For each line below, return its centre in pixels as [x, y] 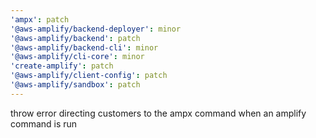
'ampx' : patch [40, 19]
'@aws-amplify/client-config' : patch [89, 76]
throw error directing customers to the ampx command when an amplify [158, 113]
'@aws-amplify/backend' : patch [75, 38]
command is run [44, 123]
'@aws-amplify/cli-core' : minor [77, 57]
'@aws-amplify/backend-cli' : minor [84, 47]
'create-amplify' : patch [62, 66]
